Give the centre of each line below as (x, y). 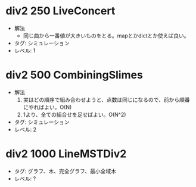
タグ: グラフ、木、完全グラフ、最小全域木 (65, 171)
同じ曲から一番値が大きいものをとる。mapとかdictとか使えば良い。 (106, 35)
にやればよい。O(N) (47, 107)
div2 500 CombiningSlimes (74, 75)
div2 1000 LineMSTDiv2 (66, 154)
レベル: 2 (25, 129)
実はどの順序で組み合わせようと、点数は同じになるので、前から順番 (106, 99)
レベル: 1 (25, 50)
